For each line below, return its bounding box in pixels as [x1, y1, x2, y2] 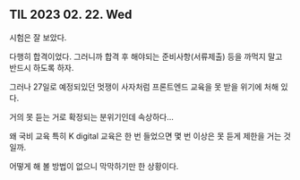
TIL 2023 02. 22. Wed [9, 7, 133, 22]
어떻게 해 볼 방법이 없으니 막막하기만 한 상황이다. [9, 160, 179, 171]
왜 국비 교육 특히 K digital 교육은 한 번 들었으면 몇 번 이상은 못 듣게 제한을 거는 [9, 130, 282, 141]
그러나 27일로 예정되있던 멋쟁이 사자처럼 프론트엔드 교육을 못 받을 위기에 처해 [9, 81, 279, 92]
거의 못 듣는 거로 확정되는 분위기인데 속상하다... [9, 111, 175, 122]
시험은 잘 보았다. [9, 31, 67, 43]
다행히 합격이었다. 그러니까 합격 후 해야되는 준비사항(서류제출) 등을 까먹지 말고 [9, 51, 283, 62]
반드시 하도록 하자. [9, 62, 74, 73]
